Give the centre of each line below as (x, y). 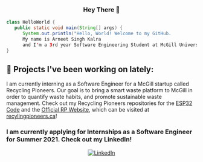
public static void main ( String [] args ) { (68, 28)
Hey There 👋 (101, 10)
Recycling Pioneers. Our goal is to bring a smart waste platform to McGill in (100, 90)
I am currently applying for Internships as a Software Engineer (99, 132)
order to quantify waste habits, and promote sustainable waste (84, 97)
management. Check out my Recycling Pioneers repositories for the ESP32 (99, 103)
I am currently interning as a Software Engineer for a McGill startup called (98, 84)
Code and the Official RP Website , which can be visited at (78, 110)
